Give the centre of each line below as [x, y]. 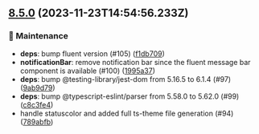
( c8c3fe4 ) [37, 104]
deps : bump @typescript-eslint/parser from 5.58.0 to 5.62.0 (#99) [129, 96]
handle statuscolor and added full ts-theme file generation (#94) [127, 113]
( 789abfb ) [37, 122]
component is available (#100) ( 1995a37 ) [87, 71]
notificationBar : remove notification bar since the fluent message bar [135, 62]
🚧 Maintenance [38, 36]
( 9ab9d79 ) [37, 87]
